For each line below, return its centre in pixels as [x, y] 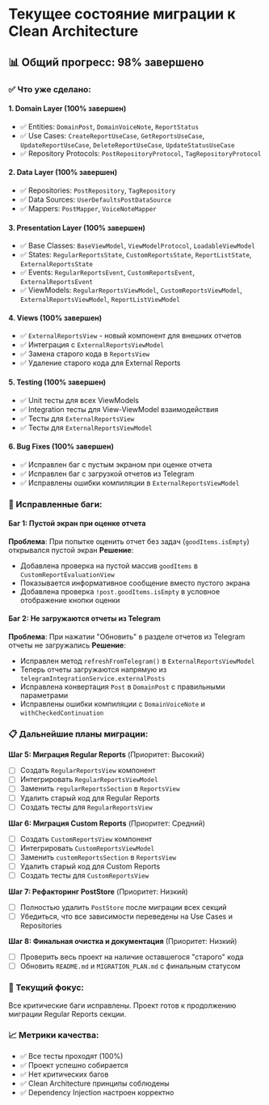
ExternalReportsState [56, 265]
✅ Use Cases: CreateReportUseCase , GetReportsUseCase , [112, 135]
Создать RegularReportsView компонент [88, 771]
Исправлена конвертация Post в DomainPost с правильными [122, 687]
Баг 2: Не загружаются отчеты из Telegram [84, 618]
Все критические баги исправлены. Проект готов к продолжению [122, 1005]
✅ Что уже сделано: [50, 89]
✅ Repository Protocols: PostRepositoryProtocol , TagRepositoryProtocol [141, 153]
